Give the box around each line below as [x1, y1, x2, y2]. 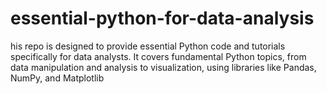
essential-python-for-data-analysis [10, 7, 315, 30]
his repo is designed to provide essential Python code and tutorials [10, 40, 286, 52]
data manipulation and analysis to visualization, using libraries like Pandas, [10, 61, 317, 73]
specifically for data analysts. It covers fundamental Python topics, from [10, 50, 307, 62]
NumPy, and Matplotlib [10, 72, 105, 84]
